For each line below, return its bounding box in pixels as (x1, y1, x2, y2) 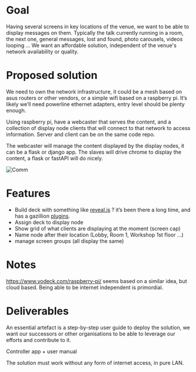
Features (6, 187, 51, 200)
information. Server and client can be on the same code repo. (6, 131, 155, 138)
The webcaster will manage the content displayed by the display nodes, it (6, 142, 184, 149)
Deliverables (6, 304, 69, 318)
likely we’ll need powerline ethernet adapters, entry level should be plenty (6, 101, 185, 108)
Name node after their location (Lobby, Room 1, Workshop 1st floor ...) (14, 231, 184, 238)
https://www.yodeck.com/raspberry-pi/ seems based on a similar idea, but (6, 277, 187, 284)
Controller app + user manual (6, 348, 78, 355)
